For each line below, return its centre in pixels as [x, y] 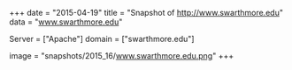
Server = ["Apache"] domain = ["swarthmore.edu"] [102, 39]
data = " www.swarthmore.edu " [66, 22]
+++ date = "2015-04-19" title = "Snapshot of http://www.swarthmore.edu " [146, 13]
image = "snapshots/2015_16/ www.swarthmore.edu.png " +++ [122, 56]
